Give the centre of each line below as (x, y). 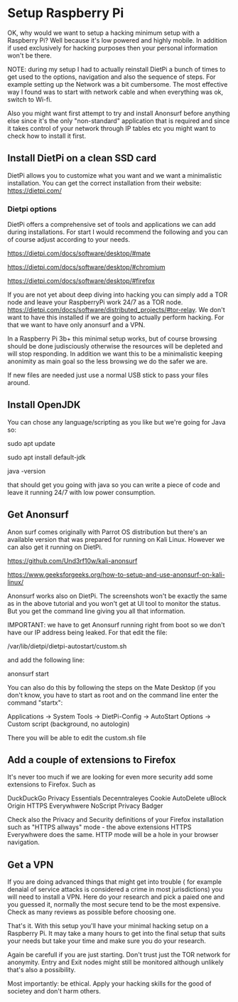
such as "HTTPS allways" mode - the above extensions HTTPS (99, 827)
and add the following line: (46, 660)
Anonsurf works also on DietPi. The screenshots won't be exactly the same (117, 596)
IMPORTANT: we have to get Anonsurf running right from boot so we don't (116, 624)
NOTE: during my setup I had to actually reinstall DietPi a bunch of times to (117, 69)
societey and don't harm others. (54, 991)
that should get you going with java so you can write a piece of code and (114, 484)
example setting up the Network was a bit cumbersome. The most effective (118, 84)
